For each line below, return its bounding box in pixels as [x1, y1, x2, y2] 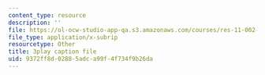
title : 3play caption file [8, 48, 97, 55]
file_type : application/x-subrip [8, 33, 118, 41]
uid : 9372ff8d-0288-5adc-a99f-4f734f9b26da [8, 55, 154, 63]
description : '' [8, 19, 62, 27]
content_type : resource [8, 11, 87, 20]
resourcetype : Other [8, 41, 77, 48]
